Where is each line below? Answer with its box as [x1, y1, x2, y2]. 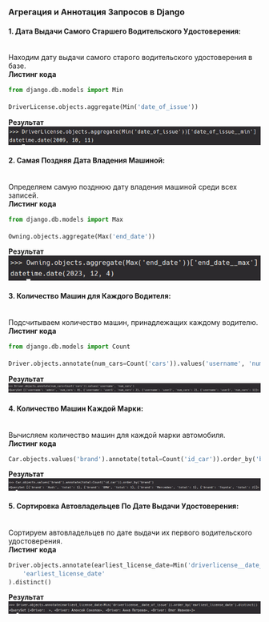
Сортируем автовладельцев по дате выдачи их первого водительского [8, 528, 252, 537]
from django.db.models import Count [8, 343, 130, 351]
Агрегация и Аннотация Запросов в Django [8, 6, 186, 18]
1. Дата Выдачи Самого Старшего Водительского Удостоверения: [8, 26, 242, 36]
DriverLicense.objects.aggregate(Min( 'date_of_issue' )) [8, 102, 199, 110]
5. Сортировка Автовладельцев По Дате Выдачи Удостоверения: [8, 501, 239, 511]
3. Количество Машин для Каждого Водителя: [8, 291, 171, 301]
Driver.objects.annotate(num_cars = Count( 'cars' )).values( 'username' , [8, 359, 246, 367]
